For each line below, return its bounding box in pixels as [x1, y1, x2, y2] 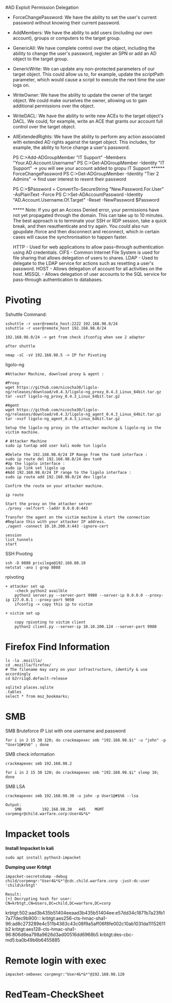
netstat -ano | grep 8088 [5, 565, 60, 570]
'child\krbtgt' [5, 883, 38, 888]
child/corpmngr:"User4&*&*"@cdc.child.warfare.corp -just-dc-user [5, 878, 150, 883]
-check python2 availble [14, 588, 68, 593]
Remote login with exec [5, 954, 106, 966]
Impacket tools [5, 828, 70, 840]
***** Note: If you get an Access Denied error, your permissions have [12, 207, 160, 213]
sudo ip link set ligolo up [5, 465, 66, 470]
